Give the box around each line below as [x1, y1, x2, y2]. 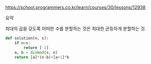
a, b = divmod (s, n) [14, 50, 58, 55]
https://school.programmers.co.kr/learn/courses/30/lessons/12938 [5, 5, 146, 10]
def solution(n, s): [5, 36, 49, 41]
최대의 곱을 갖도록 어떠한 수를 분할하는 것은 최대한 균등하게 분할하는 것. [5, 25, 146, 31]
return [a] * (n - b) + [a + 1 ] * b [14, 54, 70, 60]
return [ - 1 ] [23, 45, 49, 50]
